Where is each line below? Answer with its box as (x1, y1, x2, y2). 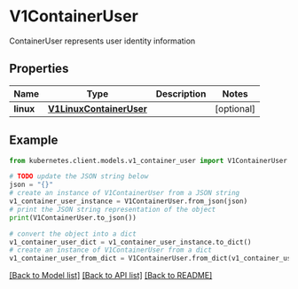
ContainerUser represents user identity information (9, 35, 196, 46)
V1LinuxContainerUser (47, 102, 148, 114)
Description (155, 87, 207, 99)
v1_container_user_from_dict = (9, 254, 125, 263)
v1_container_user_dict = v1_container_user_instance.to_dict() (9, 238, 252, 246)
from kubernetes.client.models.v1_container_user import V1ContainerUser (9, 156, 288, 165)
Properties (9, 61, 69, 76)
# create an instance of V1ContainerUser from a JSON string (9, 189, 240, 198)
